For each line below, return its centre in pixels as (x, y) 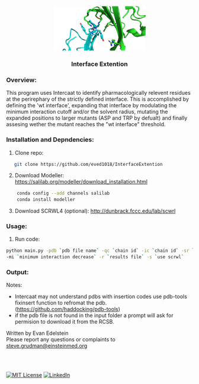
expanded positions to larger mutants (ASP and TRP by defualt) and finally (97, 118)
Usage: (17, 226)
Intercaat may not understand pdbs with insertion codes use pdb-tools (101, 297)
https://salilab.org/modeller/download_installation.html (81, 182)
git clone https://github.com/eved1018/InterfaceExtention (88, 164)
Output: (17, 273)
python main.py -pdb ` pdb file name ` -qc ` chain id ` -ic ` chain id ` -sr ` (100, 251)
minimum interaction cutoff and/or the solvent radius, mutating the (87, 112)
